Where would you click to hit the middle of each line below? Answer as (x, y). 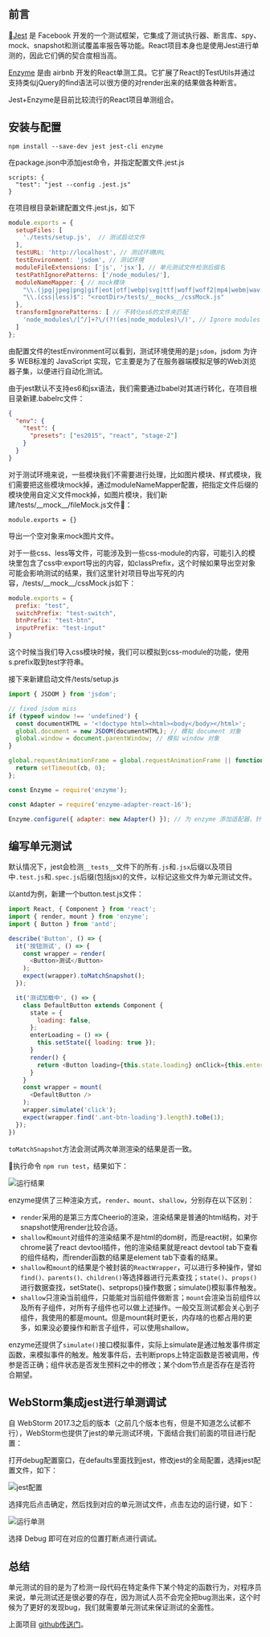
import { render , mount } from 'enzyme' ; (79, 917)
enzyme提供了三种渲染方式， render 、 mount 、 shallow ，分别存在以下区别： (131, 1200)
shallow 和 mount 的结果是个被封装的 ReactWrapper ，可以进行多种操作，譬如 (141, 1267)
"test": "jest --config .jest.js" (73, 184)
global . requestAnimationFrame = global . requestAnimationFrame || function (136, 761)
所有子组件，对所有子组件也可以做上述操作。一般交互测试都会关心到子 (143, 1307)
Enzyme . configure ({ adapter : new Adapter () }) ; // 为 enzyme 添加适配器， (132, 819)
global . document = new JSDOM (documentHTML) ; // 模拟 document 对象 (128, 731)
